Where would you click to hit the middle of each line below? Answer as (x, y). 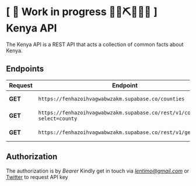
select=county (58, 118)
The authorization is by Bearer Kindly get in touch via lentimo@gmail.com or (98, 171)
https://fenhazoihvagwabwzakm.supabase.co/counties (111, 99)
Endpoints (25, 69)
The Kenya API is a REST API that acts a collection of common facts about (95, 44)
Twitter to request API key (37, 177)
